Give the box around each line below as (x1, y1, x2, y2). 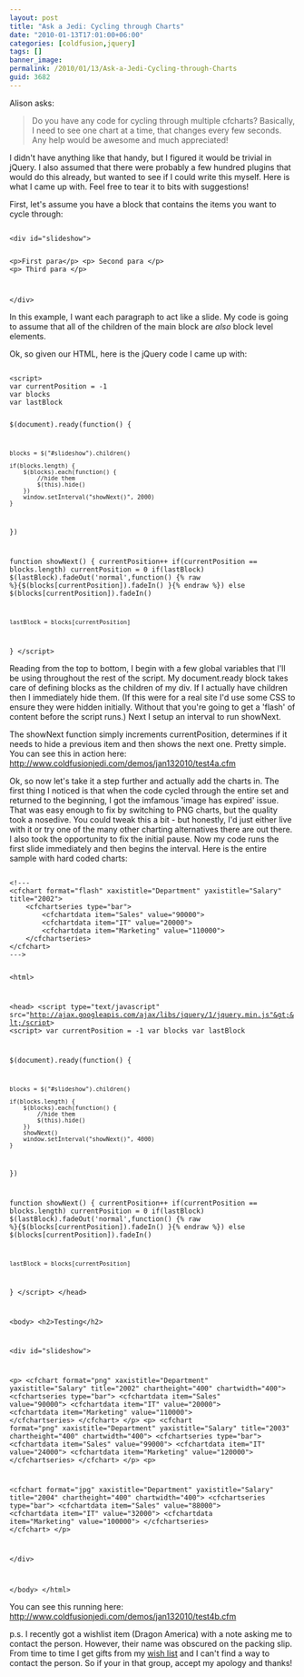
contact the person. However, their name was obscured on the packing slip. (9, 1638, 293, 1649)
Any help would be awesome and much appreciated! (31, 134, 229, 146)
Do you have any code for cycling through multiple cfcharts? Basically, (31, 115, 295, 126)
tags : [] (9, 47, 43, 56)
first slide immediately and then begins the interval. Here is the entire (9, 844, 268, 854)
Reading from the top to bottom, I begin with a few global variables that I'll (9, 663, 286, 674)
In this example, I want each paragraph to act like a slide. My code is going (9, 311, 289, 322)
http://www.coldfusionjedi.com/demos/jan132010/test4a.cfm (9, 758, 236, 769)
